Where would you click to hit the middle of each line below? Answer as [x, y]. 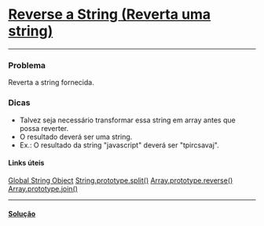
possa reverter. [44, 128]
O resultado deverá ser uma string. [76, 137]
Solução [22, 214]
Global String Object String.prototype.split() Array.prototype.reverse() [121, 180]
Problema [27, 65]
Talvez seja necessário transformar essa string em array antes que [127, 120]
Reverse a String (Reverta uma [110, 15]
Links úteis [26, 163]
